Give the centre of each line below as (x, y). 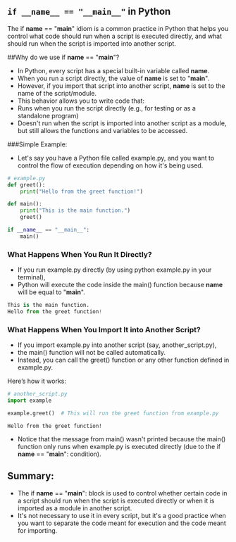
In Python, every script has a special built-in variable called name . (113, 70)
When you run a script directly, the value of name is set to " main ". (113, 78)
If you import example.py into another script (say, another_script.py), (117, 345)
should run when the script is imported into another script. (92, 43)
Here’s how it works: (37, 381)
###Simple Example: (37, 144)
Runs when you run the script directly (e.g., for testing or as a (106, 108)
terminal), (31, 277)
